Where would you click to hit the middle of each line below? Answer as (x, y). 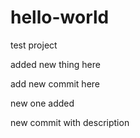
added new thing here (55, 64)
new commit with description (70, 122)
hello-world (60, 17)
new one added (42, 103)
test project (34, 45)
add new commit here (55, 83)
